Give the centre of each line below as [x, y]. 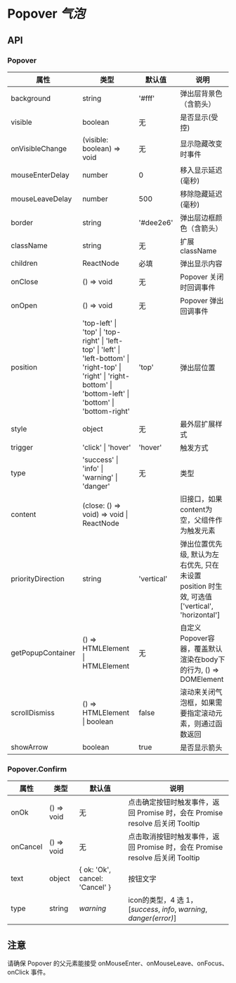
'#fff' [147, 98]
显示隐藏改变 [201, 143]
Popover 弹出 [202, 300]
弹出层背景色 [201, 93]
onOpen [24, 305]
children [24, 263]
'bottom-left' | [106, 393]
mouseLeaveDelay [41, 199]
